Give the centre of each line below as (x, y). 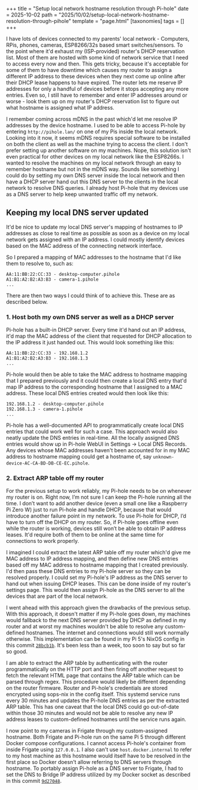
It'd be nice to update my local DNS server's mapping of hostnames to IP (95, 227)
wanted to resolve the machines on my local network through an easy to (94, 163)
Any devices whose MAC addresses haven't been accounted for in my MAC (98, 450)
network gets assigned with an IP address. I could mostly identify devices (95, 239)
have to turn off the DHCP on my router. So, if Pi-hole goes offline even (92, 522)
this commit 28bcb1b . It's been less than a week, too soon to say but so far (96, 646)
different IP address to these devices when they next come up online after (96, 76)
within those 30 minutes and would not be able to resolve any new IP (90, 713)
